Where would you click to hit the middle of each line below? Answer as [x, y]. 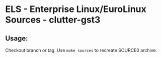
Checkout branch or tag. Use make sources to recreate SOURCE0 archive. [81, 50]
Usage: [17, 38]
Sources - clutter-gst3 [53, 20]
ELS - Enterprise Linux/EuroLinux [76, 9]
